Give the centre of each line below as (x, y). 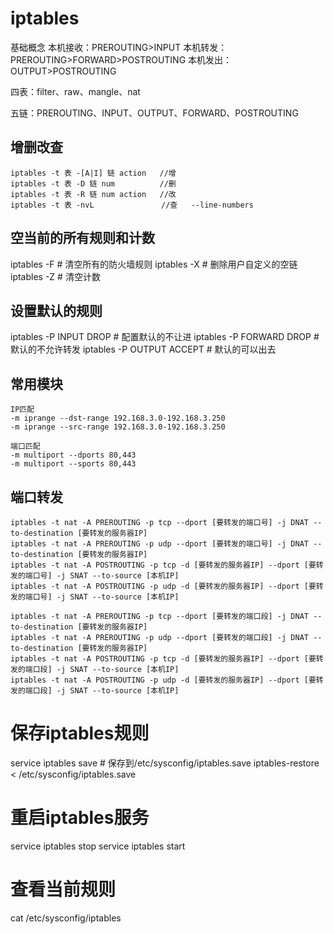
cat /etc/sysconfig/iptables (66, 918)
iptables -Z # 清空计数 (55, 276)
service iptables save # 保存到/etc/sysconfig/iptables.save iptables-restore (165, 763)
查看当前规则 (63, 889)
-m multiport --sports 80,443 (73, 464)
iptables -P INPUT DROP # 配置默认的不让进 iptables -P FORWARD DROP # (165, 337)
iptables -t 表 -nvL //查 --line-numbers (132, 205)
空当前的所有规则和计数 (82, 238)
